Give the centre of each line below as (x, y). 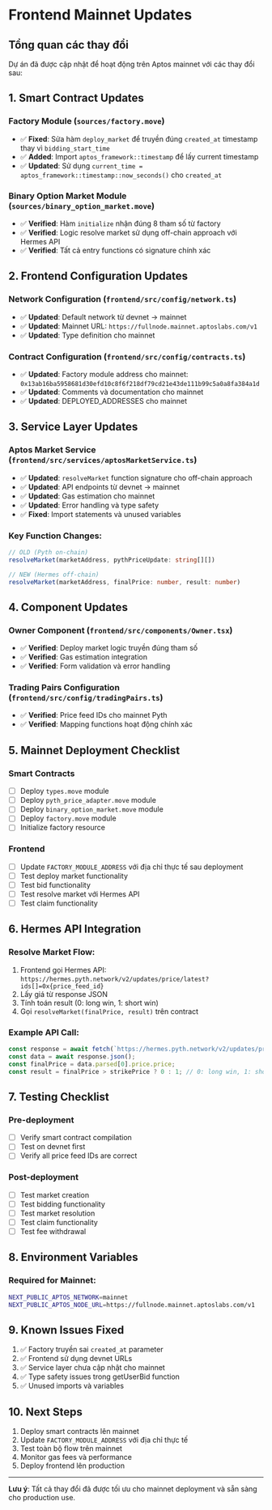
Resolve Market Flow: (52, 952)
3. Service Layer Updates (73, 427)
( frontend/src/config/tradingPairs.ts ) (86, 698)
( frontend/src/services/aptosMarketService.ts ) (103, 460)
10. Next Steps (45, 1412)
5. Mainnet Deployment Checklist (94, 750)
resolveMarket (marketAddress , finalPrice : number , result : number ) (125, 582)
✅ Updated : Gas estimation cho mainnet (87, 496)
